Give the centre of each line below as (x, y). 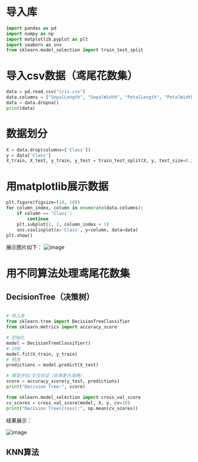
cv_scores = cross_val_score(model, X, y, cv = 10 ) (68, 403)
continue (38, 219)
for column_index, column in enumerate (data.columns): (75, 208)
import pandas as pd (32, 28)
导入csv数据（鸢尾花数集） (72, 76)
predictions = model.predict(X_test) (52, 365)
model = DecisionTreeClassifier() (49, 343)
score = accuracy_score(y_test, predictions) (63, 381)
